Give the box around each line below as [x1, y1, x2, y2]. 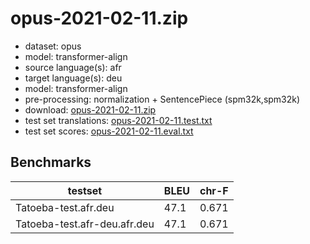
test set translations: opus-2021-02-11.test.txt [24, 114, 213, 126]
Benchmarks [10, 154, 92, 171]
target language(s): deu [24, 72, 123, 84]
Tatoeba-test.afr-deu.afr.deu [15, 217, 155, 231]
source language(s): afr [24, 61, 122, 73]
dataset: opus [24, 40, 82, 52]
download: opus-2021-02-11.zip [24, 103, 157, 116]
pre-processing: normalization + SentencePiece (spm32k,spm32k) [24, 93, 301, 105]
